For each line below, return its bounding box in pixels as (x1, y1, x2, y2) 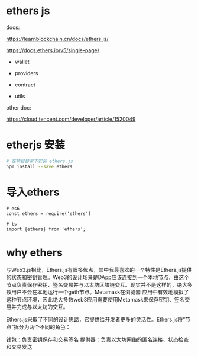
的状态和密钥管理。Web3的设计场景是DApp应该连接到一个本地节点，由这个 (6, 274, 189, 281)
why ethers (6, 246, 63, 259)
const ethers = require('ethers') (6, 210, 92, 217)
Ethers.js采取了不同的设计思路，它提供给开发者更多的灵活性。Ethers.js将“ (6, 316, 185, 323)
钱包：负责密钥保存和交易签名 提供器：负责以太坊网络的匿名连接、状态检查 (6, 336, 189, 343)
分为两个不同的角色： (18, 323, 71, 330)
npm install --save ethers (6, 163, 73, 169)
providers (14, 69, 38, 76)
